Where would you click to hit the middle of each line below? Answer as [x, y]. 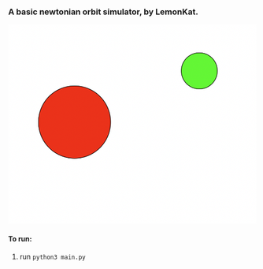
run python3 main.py [52, 256]
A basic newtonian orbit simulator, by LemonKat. [103, 12]
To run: [20, 239]
